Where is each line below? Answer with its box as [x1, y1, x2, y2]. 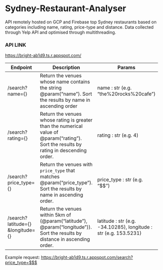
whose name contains [40, 78, 90, 85]
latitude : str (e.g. [97, 217, 136, 224]
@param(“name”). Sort [40, 90, 92, 97]
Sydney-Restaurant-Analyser [5, 3, 127, 14]
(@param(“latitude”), [40, 217, 88, 224]
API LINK [5, 41, 27, 48]
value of [40, 129, 59, 136]
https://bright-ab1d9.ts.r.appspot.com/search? [41, 254, 133, 260]
